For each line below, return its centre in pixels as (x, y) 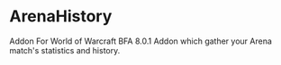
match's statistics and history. (65, 50)
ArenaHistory (61, 16)
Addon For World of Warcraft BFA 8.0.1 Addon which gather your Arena (141, 41)
